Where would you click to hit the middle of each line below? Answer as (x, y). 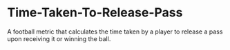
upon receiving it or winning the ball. (59, 38)
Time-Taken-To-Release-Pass (95, 13)
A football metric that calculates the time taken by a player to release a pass (115, 32)
